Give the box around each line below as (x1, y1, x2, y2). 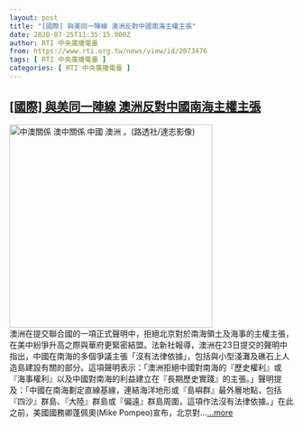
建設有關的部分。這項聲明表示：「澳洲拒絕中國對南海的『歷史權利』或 (24, 362, 282, 373)
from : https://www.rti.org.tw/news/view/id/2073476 (9, 47, 207, 56)
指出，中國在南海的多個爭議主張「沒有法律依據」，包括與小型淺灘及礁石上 (9, 350, 282, 361)
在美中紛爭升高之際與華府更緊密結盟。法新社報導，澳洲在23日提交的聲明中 (9, 339, 289, 350)
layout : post (9, 13, 59, 23)
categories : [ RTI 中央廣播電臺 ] (9, 64, 131, 73)
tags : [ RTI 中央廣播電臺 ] (9, 55, 106, 64)
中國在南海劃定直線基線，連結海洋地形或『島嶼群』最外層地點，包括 (28, 385, 282, 395)
